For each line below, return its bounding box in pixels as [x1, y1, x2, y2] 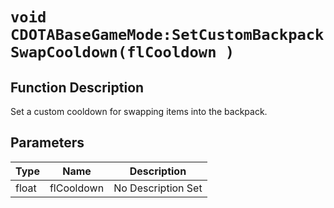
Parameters [10, 134, 85, 152]
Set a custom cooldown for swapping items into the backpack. [10, 106, 268, 117]
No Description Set [113, 181, 203, 195]
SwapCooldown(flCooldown [10, 43, 217, 62]
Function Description [10, 79, 145, 96]
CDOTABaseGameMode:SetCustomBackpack [10, 26, 325, 45]
